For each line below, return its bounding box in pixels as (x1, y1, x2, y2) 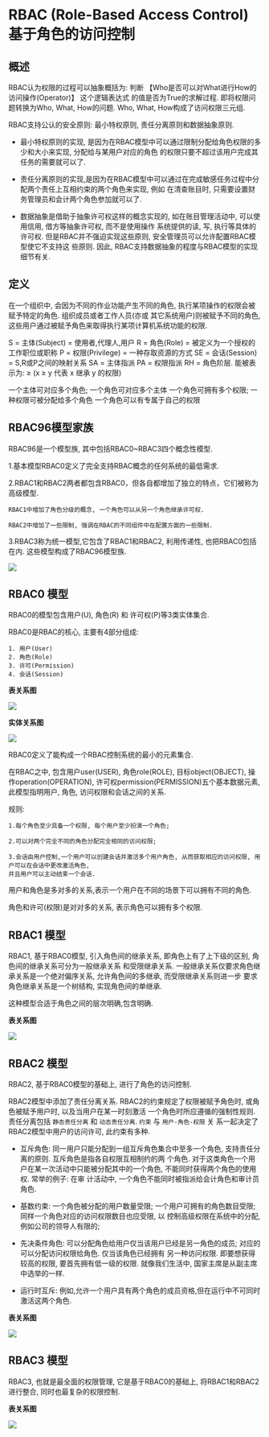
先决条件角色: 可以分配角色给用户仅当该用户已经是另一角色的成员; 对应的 (19, 1238, 261, 1249)
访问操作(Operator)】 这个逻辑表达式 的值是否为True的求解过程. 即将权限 (8, 93, 249, 102)
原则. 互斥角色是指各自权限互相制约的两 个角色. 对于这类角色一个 (34, 1154, 249, 1164)
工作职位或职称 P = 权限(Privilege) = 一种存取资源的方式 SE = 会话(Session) (8, 348, 258, 357)
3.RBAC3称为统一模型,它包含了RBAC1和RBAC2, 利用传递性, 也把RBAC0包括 (8, 536, 257, 546)
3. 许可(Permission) (8, 662, 75, 670)
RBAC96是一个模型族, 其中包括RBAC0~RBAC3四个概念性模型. (8, 444, 213, 453)
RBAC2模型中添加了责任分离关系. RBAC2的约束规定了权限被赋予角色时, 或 (8, 1096, 253, 1106)
